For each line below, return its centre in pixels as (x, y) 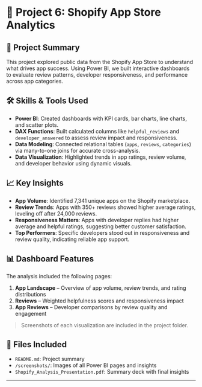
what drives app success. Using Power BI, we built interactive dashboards (98, 68)
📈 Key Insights (35, 183)
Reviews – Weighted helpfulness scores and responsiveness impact (99, 301)
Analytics (31, 25)
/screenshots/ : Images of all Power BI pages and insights (86, 365)
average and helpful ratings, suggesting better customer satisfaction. (100, 226)
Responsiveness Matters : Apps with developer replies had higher (97, 220)
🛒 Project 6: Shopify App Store (84, 12)
